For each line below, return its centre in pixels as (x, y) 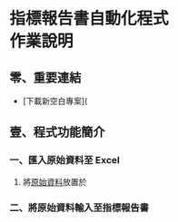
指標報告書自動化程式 (89, 19)
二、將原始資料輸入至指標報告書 (79, 208)
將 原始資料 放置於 (54, 181)
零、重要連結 (45, 77)
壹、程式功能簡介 (57, 132)
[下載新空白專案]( (55, 101)
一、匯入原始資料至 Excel (65, 160)
